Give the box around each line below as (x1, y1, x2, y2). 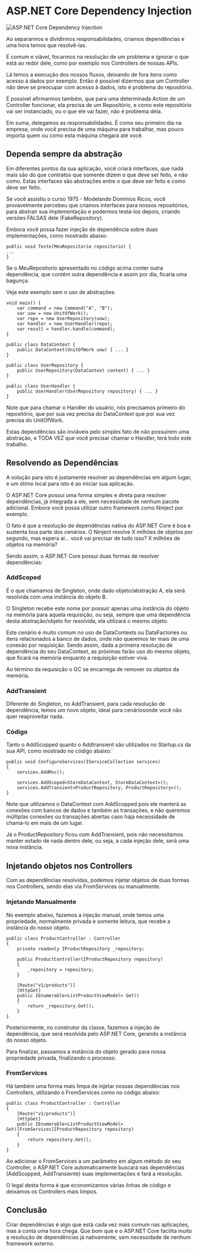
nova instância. (6, 843, 43, 851)
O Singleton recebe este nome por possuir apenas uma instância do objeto (6, 605, 189, 612)
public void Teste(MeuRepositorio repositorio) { (6, 244, 132, 249)
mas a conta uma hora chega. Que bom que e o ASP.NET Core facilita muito (6, 1227, 192, 1234)
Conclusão (6, 1205, 48, 1215)
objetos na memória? (6, 540, 58, 548)
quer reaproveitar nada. (6, 713, 64, 720)
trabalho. (6, 441, 29, 448)
